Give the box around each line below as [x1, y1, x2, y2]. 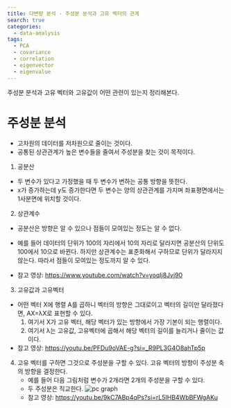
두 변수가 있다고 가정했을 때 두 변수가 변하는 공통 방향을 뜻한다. [17, 178, 187, 186]
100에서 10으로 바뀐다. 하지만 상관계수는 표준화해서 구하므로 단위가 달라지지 [17, 248, 223, 256]
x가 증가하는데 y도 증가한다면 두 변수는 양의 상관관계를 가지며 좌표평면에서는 [17, 186, 224, 194]
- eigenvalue [13, 68, 51, 75]
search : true [7, 17, 45, 24]
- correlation [13, 56, 54, 62]
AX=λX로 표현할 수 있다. [26, 309, 93, 318]
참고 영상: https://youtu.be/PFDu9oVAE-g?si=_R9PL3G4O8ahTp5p [17, 344, 206, 352]
